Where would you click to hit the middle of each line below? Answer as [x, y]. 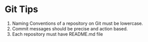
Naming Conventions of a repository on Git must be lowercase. [78, 23]
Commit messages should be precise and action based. [70, 28]
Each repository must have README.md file [57, 34]
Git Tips [21, 9]
